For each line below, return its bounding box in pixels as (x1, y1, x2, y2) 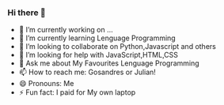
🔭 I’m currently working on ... (18, 25, 113, 35)
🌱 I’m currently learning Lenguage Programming (18, 33, 176, 43)
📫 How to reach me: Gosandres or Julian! (18, 67, 156, 77)
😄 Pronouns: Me (18, 79, 74, 88)
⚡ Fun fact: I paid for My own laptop (18, 88, 136, 97)
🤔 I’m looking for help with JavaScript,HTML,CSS (18, 51, 179, 60)
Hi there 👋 (7, 7, 47, 18)
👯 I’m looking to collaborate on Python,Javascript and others (18, 42, 217, 51)
